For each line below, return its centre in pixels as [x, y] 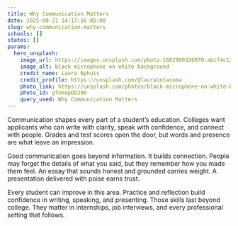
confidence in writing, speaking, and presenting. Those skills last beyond [114, 200]
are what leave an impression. [51, 142]
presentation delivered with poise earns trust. [74, 179]
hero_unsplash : [36, 54]
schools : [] [25, 34]
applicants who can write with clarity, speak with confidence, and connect [116, 127]
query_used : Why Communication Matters [79, 100]
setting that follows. [36, 215]
